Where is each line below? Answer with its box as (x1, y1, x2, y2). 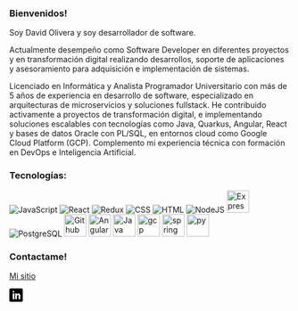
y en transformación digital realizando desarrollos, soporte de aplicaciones (9, 54, 285, 65)
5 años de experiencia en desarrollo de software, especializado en (9, 90, 254, 101)
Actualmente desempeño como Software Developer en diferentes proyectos (9, 45, 290, 55)
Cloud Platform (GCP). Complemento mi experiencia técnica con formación (9, 137, 286, 149)
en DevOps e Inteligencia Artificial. (9, 147, 137, 158)
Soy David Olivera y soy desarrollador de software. (9, 28, 196, 38)
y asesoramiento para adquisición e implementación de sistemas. (9, 63, 250, 74)
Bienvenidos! (9, 7, 68, 20)
